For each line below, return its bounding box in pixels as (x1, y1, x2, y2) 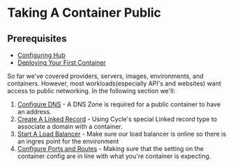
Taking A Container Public (7, 5, 162, 21)
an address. (17, 108, 52, 116)
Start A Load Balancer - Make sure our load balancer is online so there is (17, 130, 227, 138)
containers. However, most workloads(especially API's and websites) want (7, 79, 222, 88)
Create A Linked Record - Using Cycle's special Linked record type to (17, 115, 218, 123)
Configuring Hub (17, 51, 66, 59)
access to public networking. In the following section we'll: (7, 87, 176, 95)
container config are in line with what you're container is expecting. (17, 152, 211, 160)
